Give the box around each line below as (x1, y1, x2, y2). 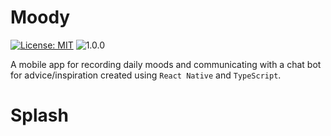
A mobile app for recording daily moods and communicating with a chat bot (10, 58, 322, 70)
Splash (10, 104, 69, 127)
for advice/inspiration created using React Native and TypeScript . (10, 69, 282, 81)
